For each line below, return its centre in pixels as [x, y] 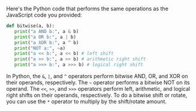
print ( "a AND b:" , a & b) [46, 31]
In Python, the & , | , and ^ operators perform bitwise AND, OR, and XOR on [97, 76]
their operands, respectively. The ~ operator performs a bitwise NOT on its [98, 82]
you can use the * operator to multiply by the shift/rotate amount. [86, 101]
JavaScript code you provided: [44, 15]
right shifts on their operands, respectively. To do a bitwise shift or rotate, [97, 95]
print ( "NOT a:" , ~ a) [40, 48]
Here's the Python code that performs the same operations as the [88, 9]
